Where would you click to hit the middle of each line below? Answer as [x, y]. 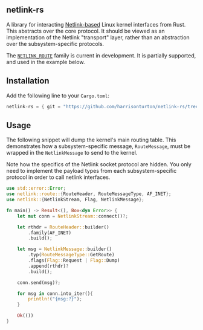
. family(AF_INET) [50, 233]
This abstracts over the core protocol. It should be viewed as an [85, 31]
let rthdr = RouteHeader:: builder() [63, 227]
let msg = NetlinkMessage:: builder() [65, 249]
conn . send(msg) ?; [39, 283]
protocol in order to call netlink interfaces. [58, 177]
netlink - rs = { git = [34, 106]
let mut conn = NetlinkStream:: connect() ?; [73, 216]
